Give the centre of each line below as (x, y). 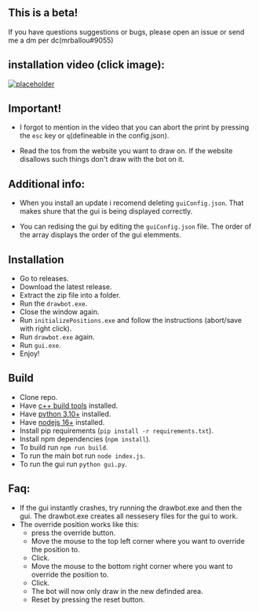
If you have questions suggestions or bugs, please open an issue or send (126, 31)
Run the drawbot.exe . (53, 304)
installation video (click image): (86, 65)
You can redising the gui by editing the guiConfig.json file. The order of (135, 226)
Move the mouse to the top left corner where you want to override (138, 541)
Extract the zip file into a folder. (70, 295)
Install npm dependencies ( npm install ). (85, 438)
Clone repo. (38, 397)
